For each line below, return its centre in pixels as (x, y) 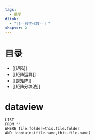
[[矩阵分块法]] (26, 87)
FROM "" (13, 124)
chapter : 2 (16, 28)
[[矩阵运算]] (24, 75)
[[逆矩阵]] (22, 81)
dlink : (12, 19)
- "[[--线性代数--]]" (30, 23)
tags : (11, 10)
